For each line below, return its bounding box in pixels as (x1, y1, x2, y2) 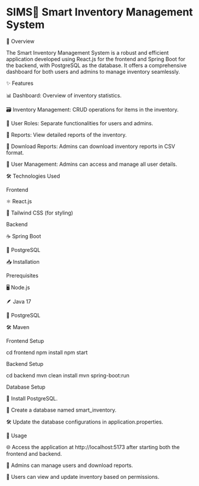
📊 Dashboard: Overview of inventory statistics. (6, 91, 122, 99)
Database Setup (6, 383, 46, 390)
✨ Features (6, 80, 34, 87)
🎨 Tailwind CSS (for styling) (6, 209, 73, 216)
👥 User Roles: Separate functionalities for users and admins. (6, 119, 153, 127)
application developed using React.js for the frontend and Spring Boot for (6, 55, 186, 62)
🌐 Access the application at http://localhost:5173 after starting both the (6, 443, 180, 450)
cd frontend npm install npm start (6, 349, 88, 356)
